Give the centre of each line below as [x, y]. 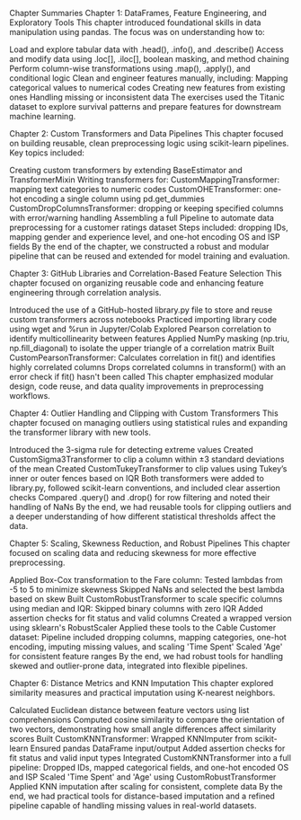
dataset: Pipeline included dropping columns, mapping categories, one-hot [148, 637]
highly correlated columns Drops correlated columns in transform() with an [147, 367]
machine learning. [43, 116]
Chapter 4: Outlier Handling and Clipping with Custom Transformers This [144, 413]
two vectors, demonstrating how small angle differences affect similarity [143, 729]
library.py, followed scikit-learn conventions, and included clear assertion [145, 488]
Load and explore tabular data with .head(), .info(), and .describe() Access [147, 49]
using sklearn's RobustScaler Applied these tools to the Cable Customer [143, 627]
